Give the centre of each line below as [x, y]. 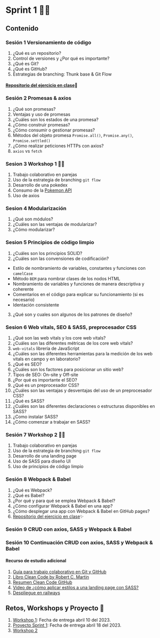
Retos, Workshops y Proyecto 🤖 [55, 608]
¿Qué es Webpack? [32, 490]
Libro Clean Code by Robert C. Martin [51, 577]
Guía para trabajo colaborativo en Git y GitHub [60, 572]
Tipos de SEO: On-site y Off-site [45, 375]
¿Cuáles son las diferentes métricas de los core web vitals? [73, 343]
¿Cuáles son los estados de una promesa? [56, 119]
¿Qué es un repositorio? [37, 53]
